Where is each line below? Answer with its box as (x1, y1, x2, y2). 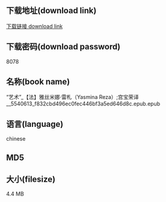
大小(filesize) (6, 175, 55, 185)
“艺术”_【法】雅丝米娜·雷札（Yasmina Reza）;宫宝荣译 (6, 94, 139, 101)
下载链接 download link (6, 23, 63, 30)
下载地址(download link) (6, 5, 97, 16)
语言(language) (6, 119, 64, 129)
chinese (6, 135, 26, 142)
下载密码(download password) (6, 42, 121, 52)
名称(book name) (6, 77, 70, 87)
